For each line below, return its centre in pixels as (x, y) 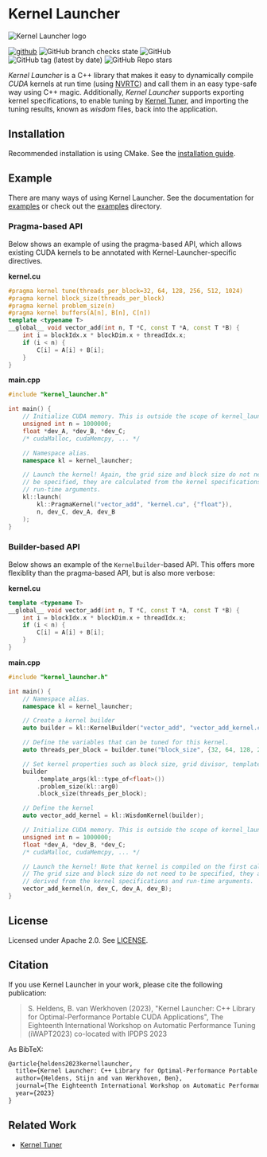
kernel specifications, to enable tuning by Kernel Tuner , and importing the (128, 100)
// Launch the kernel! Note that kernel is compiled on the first (135, 866)
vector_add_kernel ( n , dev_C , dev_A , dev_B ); (97, 889)
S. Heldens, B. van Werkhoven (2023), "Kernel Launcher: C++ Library (141, 1008)
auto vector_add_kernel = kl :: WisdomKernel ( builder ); (113, 816)
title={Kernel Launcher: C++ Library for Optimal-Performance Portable (137, 1071)
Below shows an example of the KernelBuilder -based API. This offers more (132, 564)
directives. (25, 260)
